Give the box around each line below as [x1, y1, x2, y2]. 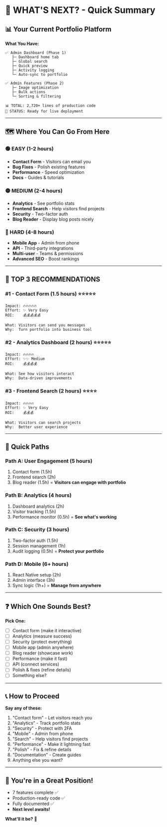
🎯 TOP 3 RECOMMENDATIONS [5, 275, 100, 283]
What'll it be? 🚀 [5, 816, 37, 822]
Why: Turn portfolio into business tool [5, 327, 92, 332]
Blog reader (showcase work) [12, 650, 73, 656]
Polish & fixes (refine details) [12, 667, 71, 673]
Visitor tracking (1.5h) [12, 508, 56, 515]
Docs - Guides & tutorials [12, 174, 65, 180]
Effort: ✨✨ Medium [5, 356, 45, 362]
